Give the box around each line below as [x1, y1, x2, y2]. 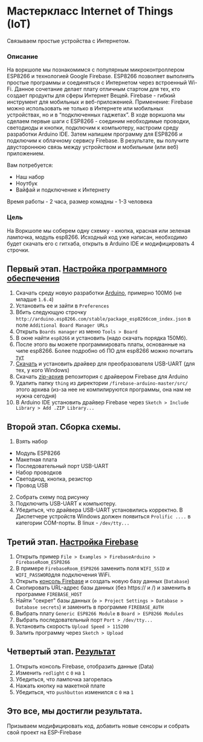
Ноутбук [15, 180, 38, 187]
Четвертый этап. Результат [7, 647, 116, 657]
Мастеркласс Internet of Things [7, 4, 173, 18]
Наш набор [15, 173, 45, 181]
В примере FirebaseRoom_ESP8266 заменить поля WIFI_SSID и [15, 564, 170, 572]
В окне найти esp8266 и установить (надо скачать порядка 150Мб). [15, 335, 188, 342]
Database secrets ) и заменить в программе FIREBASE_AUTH [15, 603, 164, 610]
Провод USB [15, 482, 48, 489]
